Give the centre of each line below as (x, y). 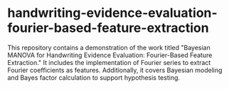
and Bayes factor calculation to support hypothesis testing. (94, 77)
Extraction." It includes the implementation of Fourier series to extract (109, 62)
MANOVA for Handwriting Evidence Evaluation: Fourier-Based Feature (110, 55)
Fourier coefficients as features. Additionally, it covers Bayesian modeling (115, 70)
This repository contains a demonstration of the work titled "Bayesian (109, 47)
